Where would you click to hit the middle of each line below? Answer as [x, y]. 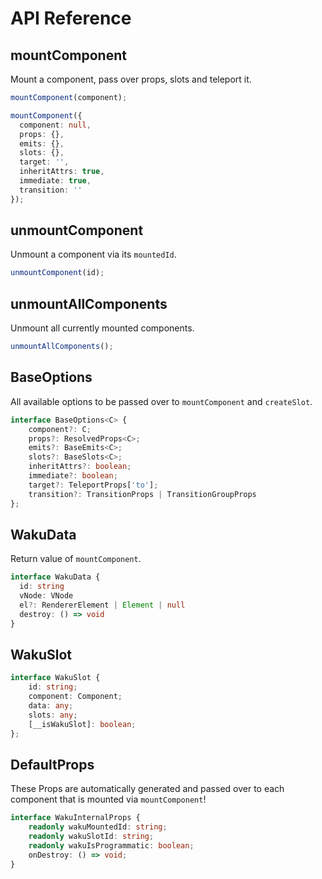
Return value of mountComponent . [76, 559]
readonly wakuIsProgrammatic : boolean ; [111, 846]
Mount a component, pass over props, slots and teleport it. [131, 79]
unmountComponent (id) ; [57, 273]
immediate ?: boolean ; [73, 476]
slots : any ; [53, 715]
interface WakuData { [55, 577]
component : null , [55, 125]
